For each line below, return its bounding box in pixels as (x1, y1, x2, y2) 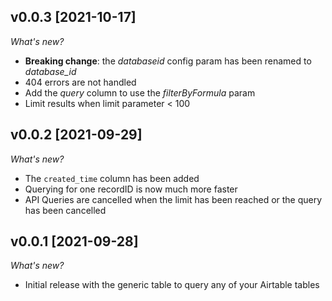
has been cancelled (24, 204, 107, 216)
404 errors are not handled (24, 76, 137, 88)
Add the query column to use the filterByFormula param (24, 86, 256, 99)
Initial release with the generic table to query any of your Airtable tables (24, 279, 320, 291)
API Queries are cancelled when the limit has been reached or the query (24, 193, 323, 205)
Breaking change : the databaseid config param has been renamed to (24, 55, 312, 67)
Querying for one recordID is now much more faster (24, 183, 238, 195)
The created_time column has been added (24, 172, 200, 184)
